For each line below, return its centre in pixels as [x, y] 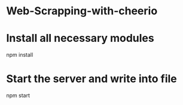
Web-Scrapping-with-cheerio [82, 11]
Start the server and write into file [92, 79]
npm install [20, 55]
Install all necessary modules [80, 38]
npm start [18, 95]
